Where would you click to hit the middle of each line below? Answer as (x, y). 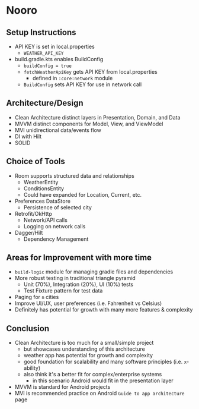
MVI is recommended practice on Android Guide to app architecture (99, 394)
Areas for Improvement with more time (79, 258)
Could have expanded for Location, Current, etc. (83, 194)
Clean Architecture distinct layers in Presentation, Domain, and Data (97, 117)
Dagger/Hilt (29, 232)
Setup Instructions (41, 32)
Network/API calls (46, 220)
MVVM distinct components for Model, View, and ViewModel (89, 124)
